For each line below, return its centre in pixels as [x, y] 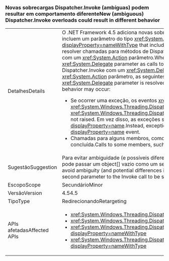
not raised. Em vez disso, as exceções [115, 119]
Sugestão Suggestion [32, 167]
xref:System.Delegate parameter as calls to [113, 64]
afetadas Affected [28, 230]
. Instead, [134, 126]
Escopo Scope [24, 185]
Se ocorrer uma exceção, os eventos [114, 101]
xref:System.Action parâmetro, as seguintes [114, 77]
